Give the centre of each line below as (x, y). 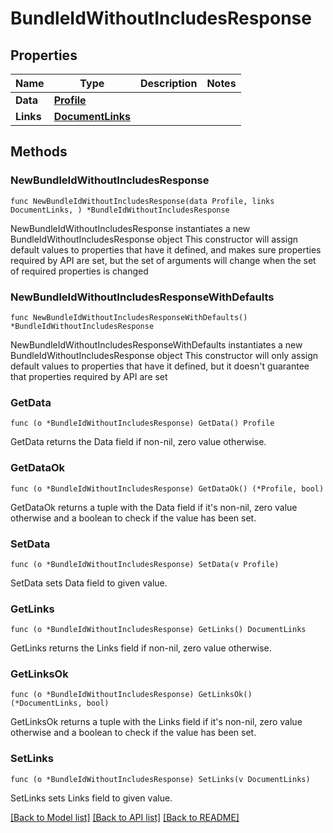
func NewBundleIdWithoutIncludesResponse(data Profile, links (142, 201)
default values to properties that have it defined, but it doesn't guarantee (160, 366)
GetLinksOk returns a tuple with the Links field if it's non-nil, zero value (156, 722)
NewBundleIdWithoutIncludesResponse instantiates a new (130, 228)
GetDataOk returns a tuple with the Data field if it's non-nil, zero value (154, 507)
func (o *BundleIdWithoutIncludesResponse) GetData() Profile (142, 423)
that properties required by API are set (89, 376)
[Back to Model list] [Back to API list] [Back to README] (125, 817)
